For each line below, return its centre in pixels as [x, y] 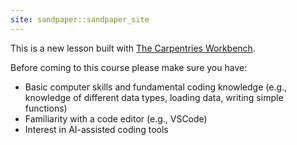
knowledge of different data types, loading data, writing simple [154, 97]
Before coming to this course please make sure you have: [129, 67]
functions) [46, 108]
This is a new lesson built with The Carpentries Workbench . [133, 48]
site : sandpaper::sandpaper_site [80, 19]
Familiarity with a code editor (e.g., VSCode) [116, 118]
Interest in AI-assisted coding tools [96, 129]
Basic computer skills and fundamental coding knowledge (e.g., [156, 87]
